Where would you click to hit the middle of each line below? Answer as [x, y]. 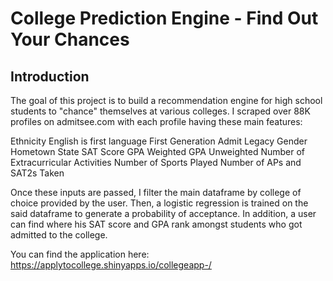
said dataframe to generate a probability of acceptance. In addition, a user [163, 213]
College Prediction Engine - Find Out [164, 18]
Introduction [50, 76]
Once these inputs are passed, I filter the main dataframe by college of [156, 192]
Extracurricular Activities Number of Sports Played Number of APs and [156, 162]
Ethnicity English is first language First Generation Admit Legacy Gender [159, 141]
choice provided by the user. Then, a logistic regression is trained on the [159, 203]
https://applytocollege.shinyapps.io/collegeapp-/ [111, 265]
